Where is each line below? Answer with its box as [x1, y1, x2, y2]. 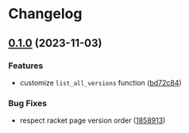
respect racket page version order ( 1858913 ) [19, 116, 166, 125]
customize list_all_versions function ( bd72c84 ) [19, 78, 183, 87]
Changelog [8, 5, 83, 23]
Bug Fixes [8, 97, 48, 108]
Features [8, 60, 44, 71]
